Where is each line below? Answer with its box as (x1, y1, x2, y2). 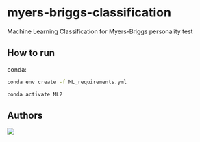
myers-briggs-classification (7, 5, 171, 20)
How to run (7, 47, 55, 59)
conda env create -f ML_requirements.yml (7, 79, 127, 85)
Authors (7, 109, 43, 121)
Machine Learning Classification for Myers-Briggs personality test (7, 27, 193, 35)
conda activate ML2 (7, 91, 63, 98)
